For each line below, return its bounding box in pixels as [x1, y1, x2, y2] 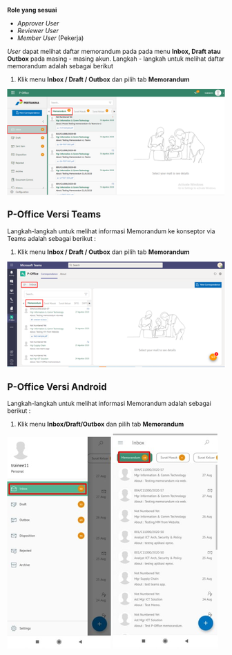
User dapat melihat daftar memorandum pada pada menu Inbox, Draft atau [7, 48, 221, 55]
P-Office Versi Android [7, 381, 107, 393]
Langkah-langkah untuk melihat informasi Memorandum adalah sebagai [7, 399, 212, 407]
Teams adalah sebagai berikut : [7, 234, 97, 242]
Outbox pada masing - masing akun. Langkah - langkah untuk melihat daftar [7, 55, 225, 63]
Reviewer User [17, 27, 59, 35]
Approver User [17, 19, 59, 27]
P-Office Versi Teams [7, 208, 101, 220]
